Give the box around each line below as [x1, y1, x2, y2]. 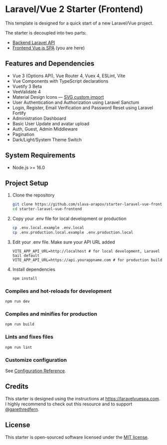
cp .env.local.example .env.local [12, 226, 84, 231]
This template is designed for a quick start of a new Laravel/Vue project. [5, 20, 154, 26]
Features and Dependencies [5, 59, 95, 68]
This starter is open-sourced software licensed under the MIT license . [5, 434, 149, 440]
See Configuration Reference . [5, 368, 66, 374]
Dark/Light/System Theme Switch [12, 136, 82, 142]
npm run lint [5, 345, 32, 350]
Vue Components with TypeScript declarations [12, 78, 109, 84]
